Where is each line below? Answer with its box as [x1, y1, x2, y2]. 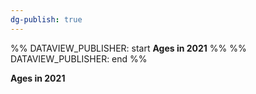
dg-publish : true [10, 14, 83, 25]
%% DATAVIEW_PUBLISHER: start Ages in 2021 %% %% [10, 42, 247, 54]
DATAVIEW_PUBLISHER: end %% [10, 52, 148, 65]
